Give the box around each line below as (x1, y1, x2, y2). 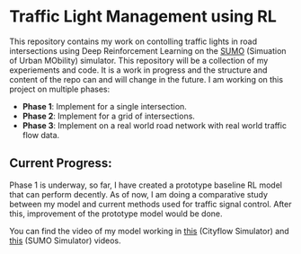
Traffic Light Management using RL (9, 6, 277, 27)
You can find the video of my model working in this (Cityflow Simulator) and (9, 225, 289, 236)
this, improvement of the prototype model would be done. (9, 208, 223, 219)
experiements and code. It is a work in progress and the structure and (9, 65, 268, 75)
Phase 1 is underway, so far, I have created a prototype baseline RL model (9, 180, 283, 190)
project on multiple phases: (9, 83, 111, 94)
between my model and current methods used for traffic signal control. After (9, 198, 292, 209)
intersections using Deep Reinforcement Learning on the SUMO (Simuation (9, 45, 287, 56)
